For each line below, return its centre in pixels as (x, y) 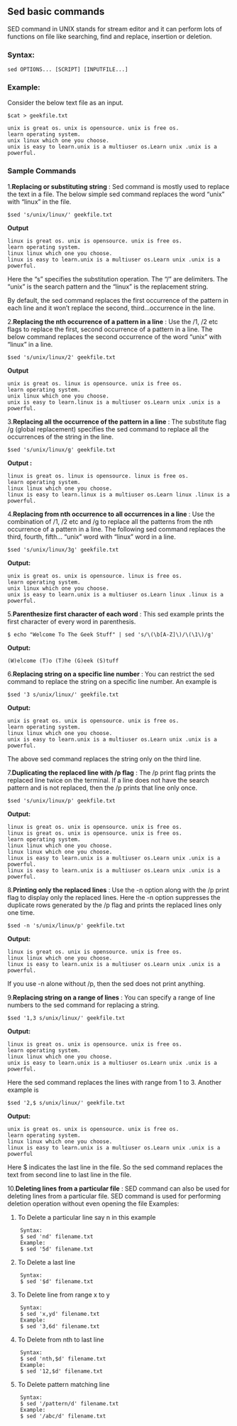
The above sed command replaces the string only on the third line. (104, 758)
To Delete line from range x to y (64, 1294)
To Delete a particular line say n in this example (87, 1217)
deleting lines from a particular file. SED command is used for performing (114, 1196)
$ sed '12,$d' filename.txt (61, 1371)
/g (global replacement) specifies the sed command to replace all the (108, 429)
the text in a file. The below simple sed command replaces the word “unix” (116, 194)
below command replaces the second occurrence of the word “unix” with (115, 336)
